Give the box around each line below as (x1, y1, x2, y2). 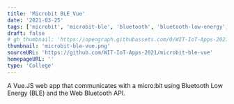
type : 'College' (7, 62, 54, 69)
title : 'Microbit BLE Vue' (7, 10, 86, 17)
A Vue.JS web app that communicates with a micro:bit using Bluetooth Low (7, 81, 223, 89)
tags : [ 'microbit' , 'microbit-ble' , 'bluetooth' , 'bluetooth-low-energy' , (7, 23, 229, 30)
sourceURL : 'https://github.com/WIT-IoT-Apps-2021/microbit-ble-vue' (7, 50, 214, 57)
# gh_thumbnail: (7, 36, 54, 43)
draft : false (7, 29, 45, 37)
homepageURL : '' (7, 56, 54, 63)
